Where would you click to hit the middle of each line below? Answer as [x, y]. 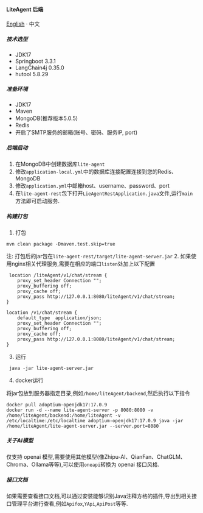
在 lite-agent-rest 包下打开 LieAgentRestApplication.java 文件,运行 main [104, 193]
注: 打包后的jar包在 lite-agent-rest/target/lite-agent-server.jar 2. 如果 [99, 256]
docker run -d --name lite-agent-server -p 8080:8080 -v [80, 410]
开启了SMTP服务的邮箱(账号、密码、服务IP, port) [76, 133]
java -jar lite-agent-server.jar [51, 369]
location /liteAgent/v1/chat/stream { [58, 275]
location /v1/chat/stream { [42, 313]
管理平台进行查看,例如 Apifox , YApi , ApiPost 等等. [70, 504]
